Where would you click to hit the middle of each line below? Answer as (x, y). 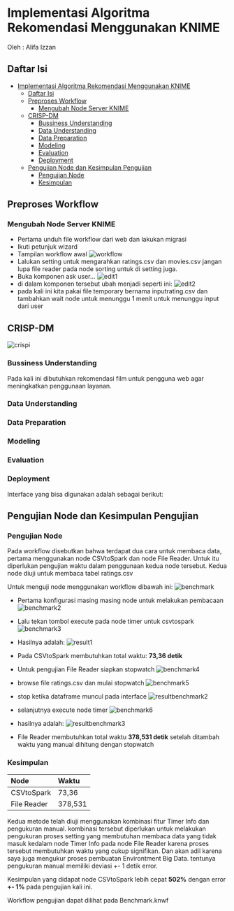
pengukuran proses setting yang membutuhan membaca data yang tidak (112, 836)
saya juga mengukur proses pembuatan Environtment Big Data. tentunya (111, 858)
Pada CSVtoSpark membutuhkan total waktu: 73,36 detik (100, 656)
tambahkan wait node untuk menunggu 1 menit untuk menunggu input (118, 299)
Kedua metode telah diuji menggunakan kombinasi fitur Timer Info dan (108, 821)
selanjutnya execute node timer (63, 710)
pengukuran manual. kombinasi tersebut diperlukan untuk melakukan (107, 829)
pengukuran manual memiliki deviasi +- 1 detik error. (83, 866)
